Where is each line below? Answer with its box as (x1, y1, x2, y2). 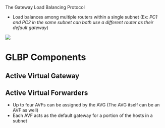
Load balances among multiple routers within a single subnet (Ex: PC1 (12, 14, 158, 20)
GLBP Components (5, 52, 86, 63)
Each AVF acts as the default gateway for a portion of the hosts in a (12, 112, 153, 118)
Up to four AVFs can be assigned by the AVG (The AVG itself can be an (12, 102, 160, 108)
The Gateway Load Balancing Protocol (5, 5, 85, 10)
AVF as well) (12, 107, 39, 113)
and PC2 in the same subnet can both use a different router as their (12, 20, 154, 25)
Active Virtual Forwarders (5, 88, 88, 97)
